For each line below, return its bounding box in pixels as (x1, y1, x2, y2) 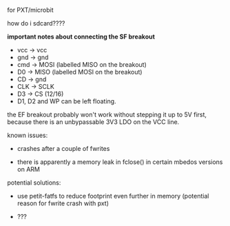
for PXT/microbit (7, 6, 54, 14)
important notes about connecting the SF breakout (7, 32, 155, 41)
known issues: (7, 131, 48, 139)
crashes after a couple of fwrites (17, 145, 110, 152)
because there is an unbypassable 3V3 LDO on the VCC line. (7, 118, 180, 126)
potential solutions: (7, 178, 61, 187)
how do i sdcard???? (7, 19, 65, 27)
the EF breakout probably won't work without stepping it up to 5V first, (7, 110, 207, 119)
